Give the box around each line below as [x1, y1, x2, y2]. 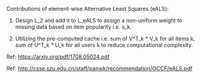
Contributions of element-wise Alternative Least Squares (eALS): [6, 5, 169, 12]
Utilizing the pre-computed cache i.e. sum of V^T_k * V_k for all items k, [15, 35, 196, 42]
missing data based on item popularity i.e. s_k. [15, 24, 132, 30]
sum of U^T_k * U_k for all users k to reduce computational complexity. [15, 42, 193, 48]
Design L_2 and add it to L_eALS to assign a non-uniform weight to [15, 17, 183, 24]
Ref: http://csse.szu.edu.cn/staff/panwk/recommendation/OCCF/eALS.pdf [6, 65, 193, 72]
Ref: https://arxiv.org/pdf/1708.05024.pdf [6, 53, 110, 60]
